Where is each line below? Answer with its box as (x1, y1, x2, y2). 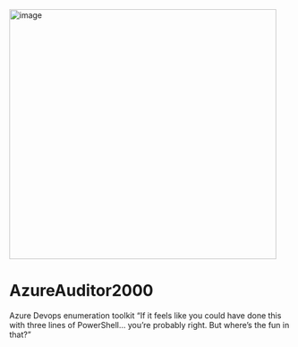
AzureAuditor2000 (9, 281, 154, 301)
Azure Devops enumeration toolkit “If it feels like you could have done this (9, 309, 282, 321)
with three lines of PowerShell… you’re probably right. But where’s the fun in (9, 319, 290, 330)
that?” (9, 329, 31, 340)
